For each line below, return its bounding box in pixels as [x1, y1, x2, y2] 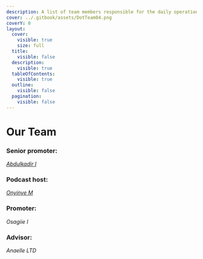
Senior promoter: [6, 146, 57, 155]
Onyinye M [6, 189, 33, 197]
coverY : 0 [6, 20, 31, 26]
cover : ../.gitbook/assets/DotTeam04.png [6, 15, 112, 21]
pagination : [11, 93, 42, 99]
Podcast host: [6, 175, 48, 184]
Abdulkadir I [6, 160, 37, 168]
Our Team [6, 125, 57, 139]
